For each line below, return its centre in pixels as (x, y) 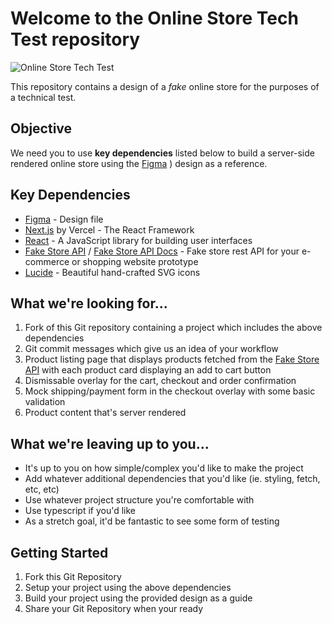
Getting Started (59, 552)
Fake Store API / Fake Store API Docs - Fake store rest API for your (162, 251)
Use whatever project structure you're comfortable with (139, 500)
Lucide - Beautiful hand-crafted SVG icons (112, 272)
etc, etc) (42, 489)
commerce (47, 261)
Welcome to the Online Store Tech (154, 18)
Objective (41, 128)
